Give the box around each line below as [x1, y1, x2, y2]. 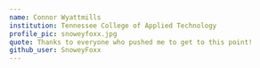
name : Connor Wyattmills [9, 12, 102, 22]
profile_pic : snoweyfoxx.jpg [9, 29, 118, 38]
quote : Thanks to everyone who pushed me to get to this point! [9, 37, 253, 47]
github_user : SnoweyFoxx [9, 46, 102, 55]
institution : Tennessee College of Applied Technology [9, 21, 217, 30]
